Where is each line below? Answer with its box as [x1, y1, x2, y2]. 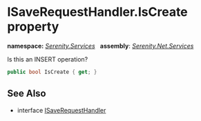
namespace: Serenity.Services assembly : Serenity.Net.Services [7, 41, 194, 50]
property [7, 19, 59, 35]
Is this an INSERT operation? [7, 55, 88, 63]
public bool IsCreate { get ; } [7, 68, 97, 75]
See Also [7, 88, 46, 100]
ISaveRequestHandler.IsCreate [7, 4, 188, 20]
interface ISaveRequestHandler [17, 106, 106, 114]
